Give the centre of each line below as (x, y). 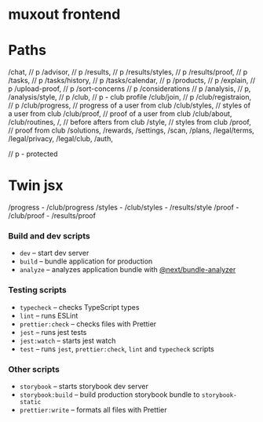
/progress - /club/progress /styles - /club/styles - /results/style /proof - (124, 207)
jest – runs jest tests (53, 332)
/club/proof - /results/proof (52, 216)
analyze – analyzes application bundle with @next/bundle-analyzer (128, 270)
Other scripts (34, 369)
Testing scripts (37, 290)
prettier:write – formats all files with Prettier (93, 409)
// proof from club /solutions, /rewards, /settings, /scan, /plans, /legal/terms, (131, 130)
